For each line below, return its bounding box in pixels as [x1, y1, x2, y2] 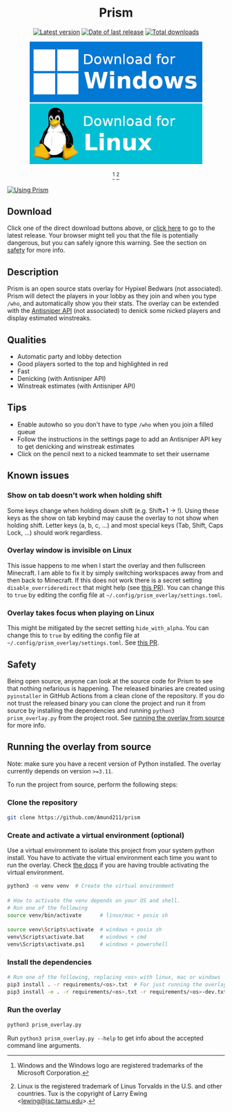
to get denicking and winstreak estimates [17, 442, 135, 451]
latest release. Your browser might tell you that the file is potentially [7, 231, 199, 240]
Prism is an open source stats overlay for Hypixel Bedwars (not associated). [7, 285, 223, 293]
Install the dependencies [7, 958, 92, 967]
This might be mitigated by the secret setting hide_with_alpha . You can [7, 624, 209, 632]
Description [7, 266, 59, 278]
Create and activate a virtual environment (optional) [7, 830, 185, 840]
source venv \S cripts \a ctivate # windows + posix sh [7, 926, 162, 933]
